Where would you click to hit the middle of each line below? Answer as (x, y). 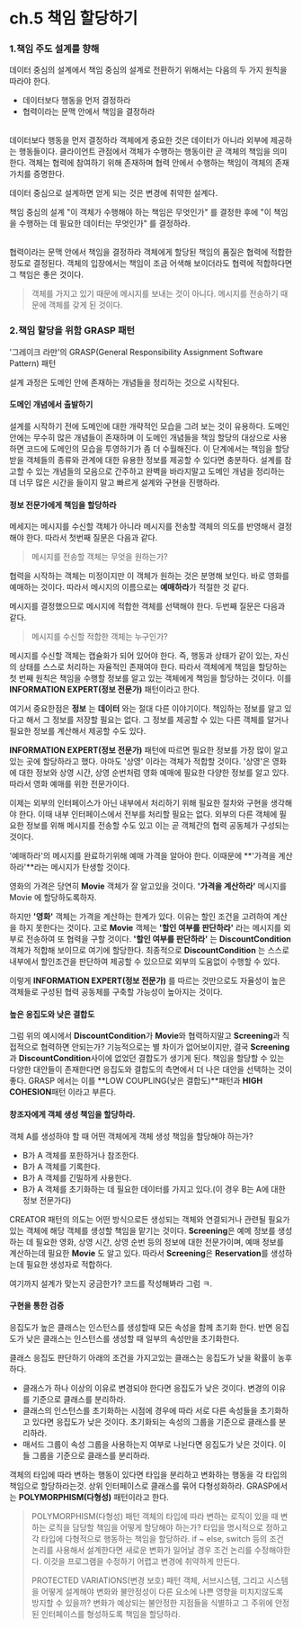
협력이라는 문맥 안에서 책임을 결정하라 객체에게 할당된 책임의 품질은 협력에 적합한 (151, 252)
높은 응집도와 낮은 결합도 (52, 1014)
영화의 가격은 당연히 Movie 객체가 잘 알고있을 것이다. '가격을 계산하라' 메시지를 (148, 886)
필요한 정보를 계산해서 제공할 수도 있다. (78, 731)
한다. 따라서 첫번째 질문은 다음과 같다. (92, 538)
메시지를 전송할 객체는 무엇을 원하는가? (99, 557)
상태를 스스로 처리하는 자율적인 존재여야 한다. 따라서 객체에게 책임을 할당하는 (153, 667)
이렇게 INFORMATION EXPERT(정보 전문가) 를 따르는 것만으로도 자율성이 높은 (147, 980)
